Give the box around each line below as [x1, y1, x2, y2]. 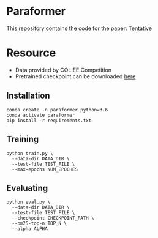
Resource [6, 46, 56, 60]
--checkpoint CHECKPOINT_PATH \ [12, 215, 95, 221]
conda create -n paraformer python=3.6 [6, 106, 108, 113]
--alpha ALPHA [12, 226, 48, 232]
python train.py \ [6, 150, 53, 157]
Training [6, 134, 39, 144]
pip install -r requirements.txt [6, 117, 92, 124]
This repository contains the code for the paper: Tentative [6, 24, 152, 32]
